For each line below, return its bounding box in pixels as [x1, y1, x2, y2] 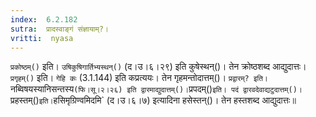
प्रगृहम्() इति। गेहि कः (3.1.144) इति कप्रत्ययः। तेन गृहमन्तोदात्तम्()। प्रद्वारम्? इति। [10, 72, 268, 84]
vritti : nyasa [10, 33, 74, 43]
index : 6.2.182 [10, 14, 78, 25]
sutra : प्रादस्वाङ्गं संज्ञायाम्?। [10, 24, 109, 34]
